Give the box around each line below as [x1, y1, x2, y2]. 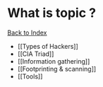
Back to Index [7, 28, 47, 37]
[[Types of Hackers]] [17, 42, 79, 50]
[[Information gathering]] [17, 57, 90, 65]
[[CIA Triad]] [17, 50, 54, 58]
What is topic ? [7, 5, 97, 21]
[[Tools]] [17, 72, 43, 81]
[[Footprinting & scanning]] [17, 64, 97, 73]
